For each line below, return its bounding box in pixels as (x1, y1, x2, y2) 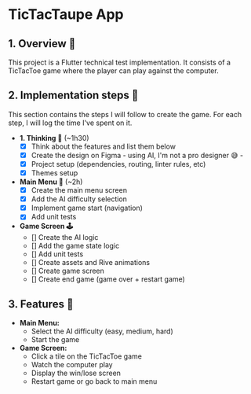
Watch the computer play (31, 360, 113, 370)
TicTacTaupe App (8, 6, 124, 24)
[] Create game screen (31, 266, 104, 276)
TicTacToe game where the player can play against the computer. (8, 66, 219, 75)
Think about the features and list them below (31, 142, 176, 151)
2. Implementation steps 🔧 (8, 89, 139, 102)
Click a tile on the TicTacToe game (31, 352, 143, 361)
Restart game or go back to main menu (31, 377, 158, 386)
